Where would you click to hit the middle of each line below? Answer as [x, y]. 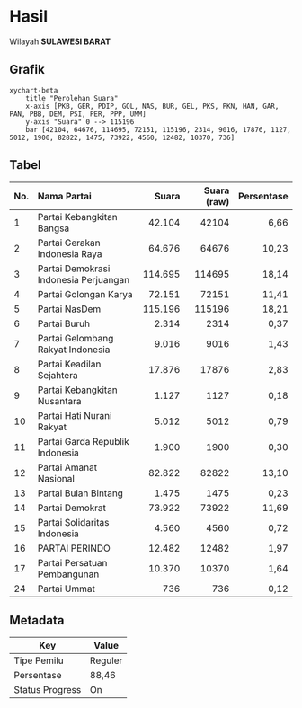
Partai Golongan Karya [85, 294]
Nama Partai [64, 196]
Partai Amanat [67, 467]
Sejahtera [58, 375]
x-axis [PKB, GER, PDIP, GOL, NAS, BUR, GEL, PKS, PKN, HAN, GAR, [152, 106]
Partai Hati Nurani [75, 415]
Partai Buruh [64, 323]
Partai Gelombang [75, 338]
